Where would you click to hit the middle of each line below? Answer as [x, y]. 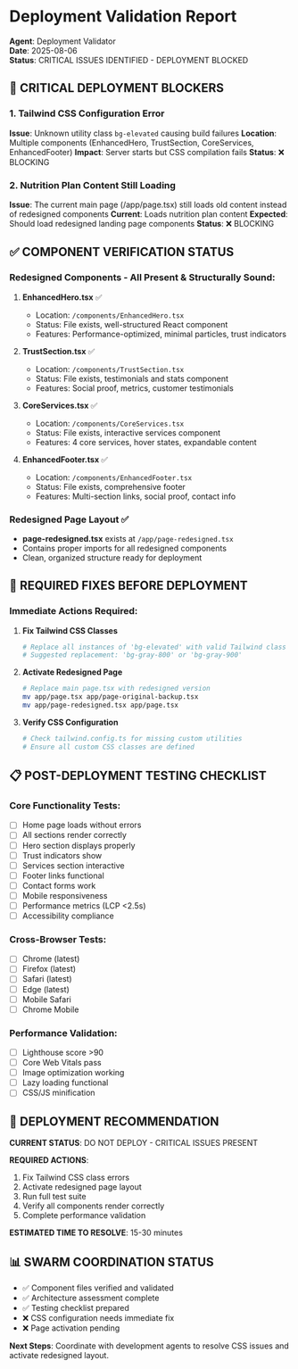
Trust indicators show [62, 855]
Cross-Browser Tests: [58, 939]
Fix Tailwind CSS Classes [70, 630]
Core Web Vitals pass [62, 1063]
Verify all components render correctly [93, 1206]
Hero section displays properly [79, 845]
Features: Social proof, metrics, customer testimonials [134, 388]
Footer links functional [63, 875]
